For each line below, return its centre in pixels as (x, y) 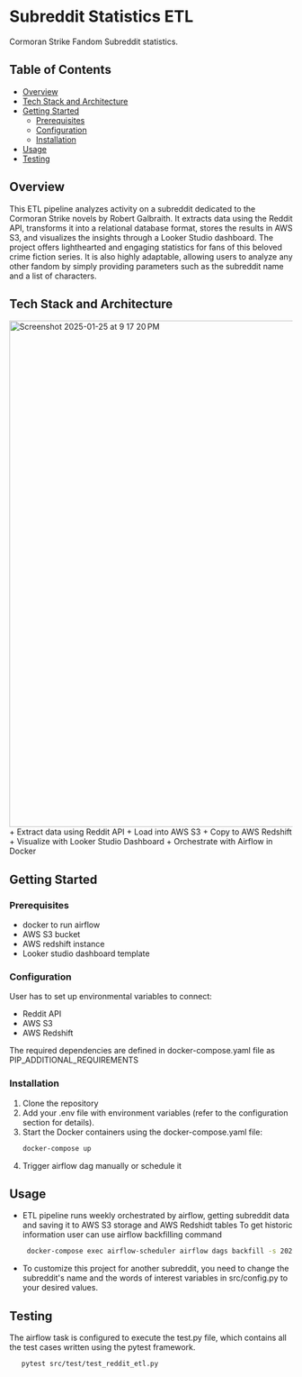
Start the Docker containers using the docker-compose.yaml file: (142, 1132)
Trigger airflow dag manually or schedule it (102, 1165)
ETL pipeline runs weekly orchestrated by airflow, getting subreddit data (156, 1216)
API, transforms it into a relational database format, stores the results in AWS (151, 228)
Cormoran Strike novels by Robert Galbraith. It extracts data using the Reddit (151, 218)
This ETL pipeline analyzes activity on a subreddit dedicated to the (133, 208)
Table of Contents (61, 70)
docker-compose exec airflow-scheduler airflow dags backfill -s (151, 1251)
